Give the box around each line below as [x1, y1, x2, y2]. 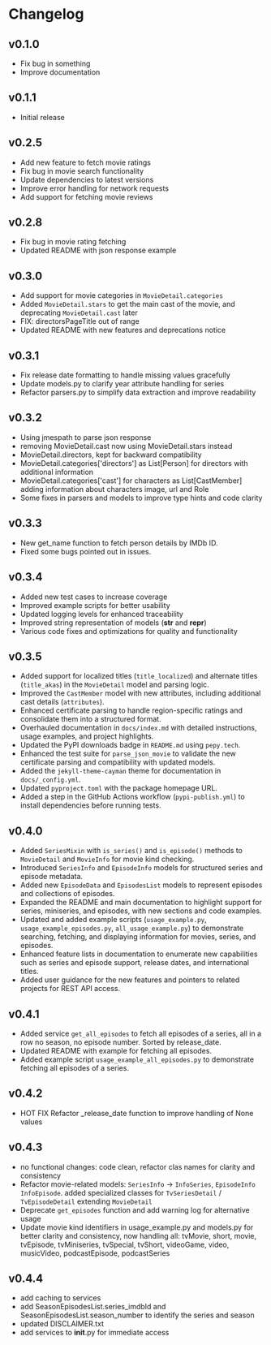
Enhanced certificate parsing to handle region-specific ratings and [19, 705, 243, 715]
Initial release [19, 112, 65, 122]
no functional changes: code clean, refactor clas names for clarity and [19, 1162, 256, 1171]
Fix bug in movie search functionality [19, 166, 144, 175]
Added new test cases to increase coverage [19, 592, 168, 601]
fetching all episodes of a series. [19, 1063, 130, 1072]
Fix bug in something [19, 58, 91, 68]
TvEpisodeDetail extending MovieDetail [19, 1196, 153, 1206]
